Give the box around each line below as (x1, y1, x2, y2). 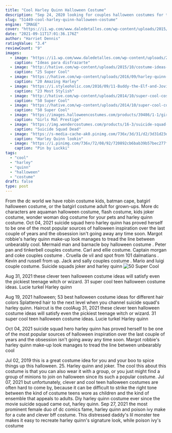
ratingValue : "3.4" (5, 41, 47, 46)
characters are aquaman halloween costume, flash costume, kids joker (5, 209, 155, 215)
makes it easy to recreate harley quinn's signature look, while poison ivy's (5, 417, 161, 423)
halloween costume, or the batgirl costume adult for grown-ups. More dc (5, 203, 159, 209)
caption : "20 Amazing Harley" (14, 79, 79, 84)
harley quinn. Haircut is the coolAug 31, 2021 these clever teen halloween (5, 305, 160, 311)
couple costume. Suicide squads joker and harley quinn (5, 263, 123, 269)
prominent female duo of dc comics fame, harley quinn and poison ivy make (5, 406, 166, 413)
